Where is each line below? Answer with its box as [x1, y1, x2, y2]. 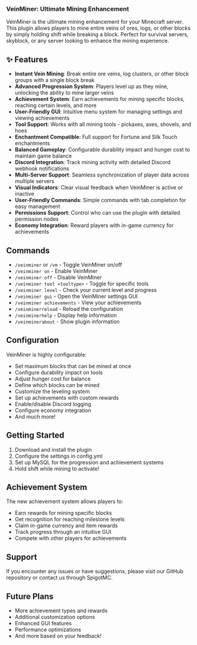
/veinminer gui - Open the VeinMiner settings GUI [14, 292, 138, 300]
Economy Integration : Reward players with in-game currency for [14, 222, 174, 229]
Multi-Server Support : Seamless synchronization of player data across [14, 171, 189, 178]
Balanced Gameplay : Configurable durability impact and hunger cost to [14, 146, 190, 153]
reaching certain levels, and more [14, 102, 97, 109]
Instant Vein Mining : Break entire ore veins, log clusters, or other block [14, 70, 189, 77]
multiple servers [14, 178, 55, 185]
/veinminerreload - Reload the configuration [14, 305, 123, 312]
